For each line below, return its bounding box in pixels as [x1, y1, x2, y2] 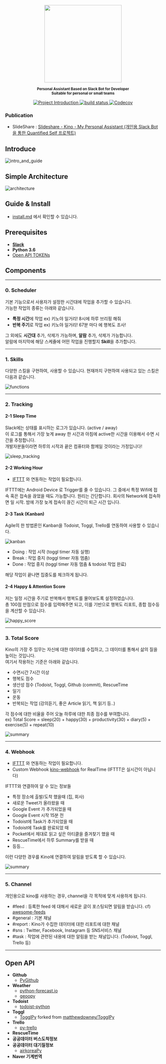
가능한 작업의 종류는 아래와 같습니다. [5, 305, 75, 311]
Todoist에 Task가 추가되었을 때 [12, 818, 73, 824]
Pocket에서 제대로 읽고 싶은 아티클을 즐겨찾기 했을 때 [12, 831, 115, 837]
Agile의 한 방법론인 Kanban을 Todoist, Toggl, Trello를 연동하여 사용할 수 [5, 522, 146, 528]
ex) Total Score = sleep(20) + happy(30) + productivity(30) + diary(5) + [5, 716, 151, 722]
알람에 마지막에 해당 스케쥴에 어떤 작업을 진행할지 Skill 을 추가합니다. [5, 338, 137, 344]
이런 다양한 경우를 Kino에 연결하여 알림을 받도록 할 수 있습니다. [5, 854, 126, 860]
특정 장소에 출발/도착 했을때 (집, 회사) [12, 794, 84, 800]
